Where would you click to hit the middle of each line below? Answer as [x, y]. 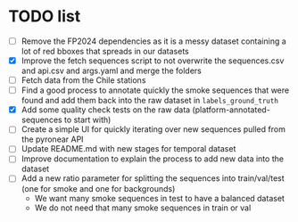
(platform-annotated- [232, 110]
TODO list [45, 16]
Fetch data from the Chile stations [83, 80]
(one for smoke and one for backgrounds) [98, 188]
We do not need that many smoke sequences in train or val [143, 208]
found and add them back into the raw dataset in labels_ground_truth [149, 101]
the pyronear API [52, 139]
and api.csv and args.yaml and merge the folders [111, 71]
